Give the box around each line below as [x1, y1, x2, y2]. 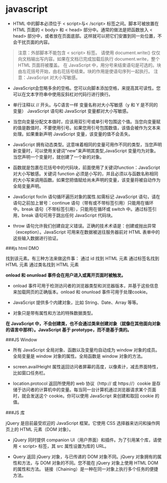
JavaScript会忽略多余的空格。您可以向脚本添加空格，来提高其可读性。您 [12, 85, 161, 91]
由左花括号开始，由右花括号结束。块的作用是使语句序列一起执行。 [17, 68, 153, 74]
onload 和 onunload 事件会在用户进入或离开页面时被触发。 [5, 272, 126, 278]
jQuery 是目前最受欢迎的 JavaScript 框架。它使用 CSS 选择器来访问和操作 [5, 420, 156, 426]
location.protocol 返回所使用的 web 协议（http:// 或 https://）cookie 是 [12, 380, 157, 386]
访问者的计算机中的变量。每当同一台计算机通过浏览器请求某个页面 [21, 386, 157, 393]
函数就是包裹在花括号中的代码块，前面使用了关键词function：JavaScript [12, 164, 161, 170]
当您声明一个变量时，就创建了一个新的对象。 [12, 154, 105, 160]
